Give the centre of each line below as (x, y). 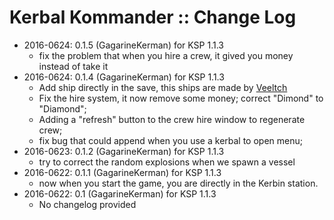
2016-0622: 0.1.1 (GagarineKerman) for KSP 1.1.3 (122, 172)
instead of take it (73, 66)
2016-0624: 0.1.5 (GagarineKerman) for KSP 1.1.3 (123, 45)
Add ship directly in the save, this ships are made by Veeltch (163, 87)
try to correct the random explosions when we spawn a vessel (167, 162)
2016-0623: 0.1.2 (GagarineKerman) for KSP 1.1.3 (124, 151)
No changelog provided (87, 204)
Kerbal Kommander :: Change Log (153, 17)
